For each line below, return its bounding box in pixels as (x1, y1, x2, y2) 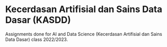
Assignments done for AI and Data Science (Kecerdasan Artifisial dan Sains (5, 31, 162, 37)
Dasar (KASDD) (5, 14, 71, 26)
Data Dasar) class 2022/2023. (5, 36, 68, 42)
